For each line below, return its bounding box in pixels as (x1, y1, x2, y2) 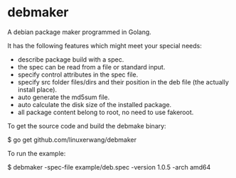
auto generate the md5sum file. (17, 93, 110, 101)
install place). (17, 85, 58, 94)
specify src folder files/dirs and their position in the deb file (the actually (17, 77, 230, 86)
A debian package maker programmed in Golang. (7, 28, 151, 36)
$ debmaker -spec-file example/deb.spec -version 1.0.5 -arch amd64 (7, 162, 211, 171)
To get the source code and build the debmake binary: (7, 121, 166, 130)
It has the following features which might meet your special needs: (7, 41, 203, 50)
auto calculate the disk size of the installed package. (17, 100, 172, 109)
